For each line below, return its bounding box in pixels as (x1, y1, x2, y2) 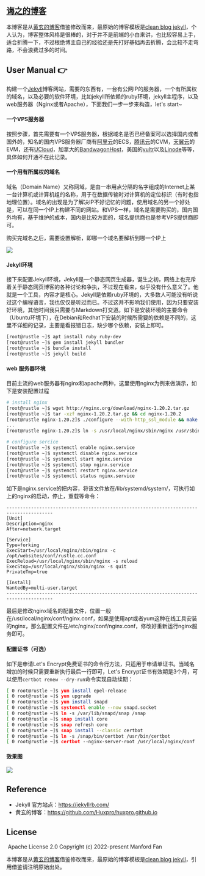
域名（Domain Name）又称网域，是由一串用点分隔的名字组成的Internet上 (6, 183, 190, 191)
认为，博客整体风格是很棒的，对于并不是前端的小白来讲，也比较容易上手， (11, 31, 199, 38)
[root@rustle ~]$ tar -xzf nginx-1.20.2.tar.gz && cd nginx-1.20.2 (6, 410, 182, 417)
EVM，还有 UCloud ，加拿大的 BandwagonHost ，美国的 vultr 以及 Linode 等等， (6, 146, 198, 153)
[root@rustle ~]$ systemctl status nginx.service (6, 473, 135, 479)
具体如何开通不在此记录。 (6, 153, 71, 160)
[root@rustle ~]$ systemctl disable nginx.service (6, 450, 138, 456)
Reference (6, 784, 47, 794)
